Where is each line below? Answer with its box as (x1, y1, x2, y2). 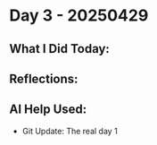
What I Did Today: (9, 41, 110, 56)
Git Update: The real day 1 (21, 125, 118, 136)
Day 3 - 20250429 (9, 5, 149, 26)
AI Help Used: (9, 102, 87, 117)
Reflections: (9, 71, 78, 86)
